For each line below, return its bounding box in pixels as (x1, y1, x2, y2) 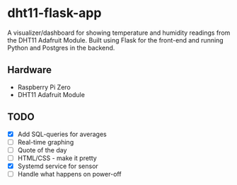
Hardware (7, 64, 52, 76)
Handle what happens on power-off (17, 169, 122, 178)
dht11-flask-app (7, 5, 102, 21)
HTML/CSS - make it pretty (17, 154, 97, 162)
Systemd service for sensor (17, 162, 99, 170)
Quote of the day (17, 145, 67, 154)
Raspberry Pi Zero (17, 83, 71, 91)
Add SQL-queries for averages (17, 130, 108, 138)
